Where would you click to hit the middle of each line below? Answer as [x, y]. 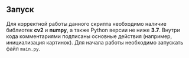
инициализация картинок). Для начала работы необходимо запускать [95, 42]
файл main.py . [23, 49]
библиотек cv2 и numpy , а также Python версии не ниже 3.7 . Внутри [93, 30]
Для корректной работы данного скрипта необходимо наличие [86, 23]
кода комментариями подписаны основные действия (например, [89, 36]
